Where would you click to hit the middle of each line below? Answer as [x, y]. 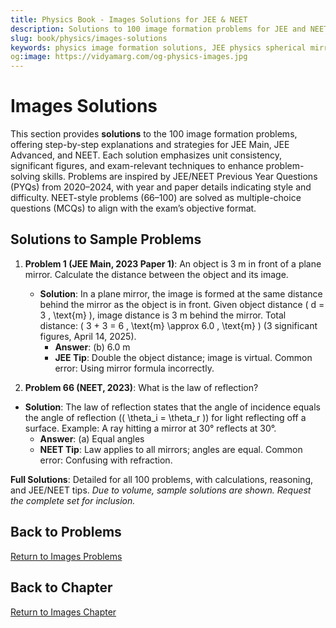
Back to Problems [66, 532]
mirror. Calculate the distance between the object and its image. [156, 274]
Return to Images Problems [66, 556]
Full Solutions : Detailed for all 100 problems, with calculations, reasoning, [161, 479]
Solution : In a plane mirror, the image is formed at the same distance [181, 293]
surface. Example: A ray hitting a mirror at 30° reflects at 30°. [150, 428]
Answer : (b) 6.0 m [92, 347]
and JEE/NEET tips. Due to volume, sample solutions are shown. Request [161, 490]
